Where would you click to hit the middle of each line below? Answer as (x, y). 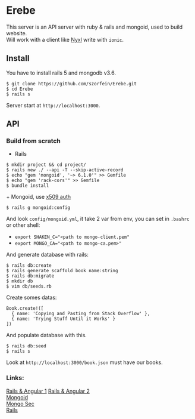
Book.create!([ (25, 309)
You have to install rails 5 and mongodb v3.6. (61, 73)
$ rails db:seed (26, 346)
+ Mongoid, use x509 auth (39, 197)
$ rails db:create (29, 266)
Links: (15, 378)
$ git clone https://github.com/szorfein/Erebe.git (71, 84)
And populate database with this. (47, 335)
